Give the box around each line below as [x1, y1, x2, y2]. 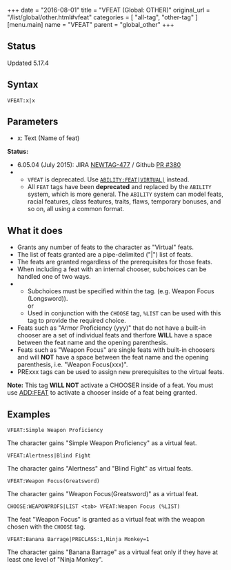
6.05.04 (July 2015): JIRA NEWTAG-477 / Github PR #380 [17, 161, 181, 169]
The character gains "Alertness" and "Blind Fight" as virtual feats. [7, 464, 193, 473]
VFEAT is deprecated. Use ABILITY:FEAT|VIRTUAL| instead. [27, 175, 190, 184]
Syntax [7, 79, 39, 90]
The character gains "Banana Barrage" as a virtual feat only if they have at [7, 548, 219, 556]
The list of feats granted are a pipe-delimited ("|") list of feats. [17, 250, 193, 259]
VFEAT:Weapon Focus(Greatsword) [7, 478, 100, 485]
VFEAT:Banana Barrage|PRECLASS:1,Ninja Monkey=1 [7, 536, 150, 543]
